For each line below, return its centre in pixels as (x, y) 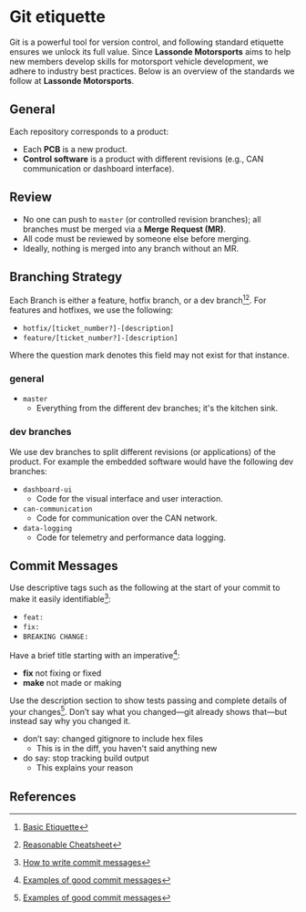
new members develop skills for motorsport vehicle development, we (139, 61)
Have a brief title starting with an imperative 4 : (95, 654)
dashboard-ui (47, 490)
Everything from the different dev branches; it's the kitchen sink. (157, 409)
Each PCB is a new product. (75, 149)
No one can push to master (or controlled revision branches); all (142, 219)
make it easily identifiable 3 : (60, 598)
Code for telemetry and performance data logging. (131, 537)
